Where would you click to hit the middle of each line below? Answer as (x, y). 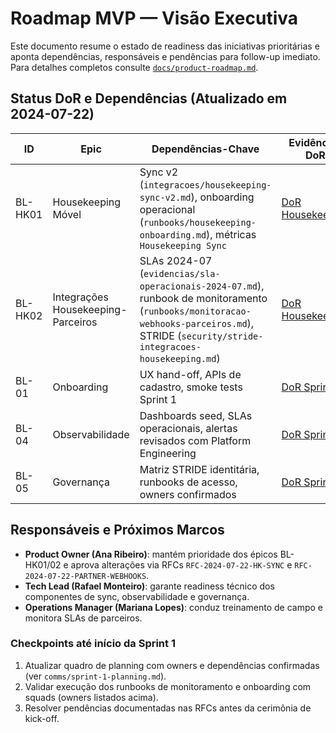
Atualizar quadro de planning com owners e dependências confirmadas (172, 665)
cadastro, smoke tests (191, 387)
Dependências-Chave (205, 149)
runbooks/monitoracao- (197, 311)
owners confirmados (188, 494)
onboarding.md (173, 235)
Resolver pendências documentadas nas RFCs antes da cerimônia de (168, 708)
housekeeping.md (178, 358)
